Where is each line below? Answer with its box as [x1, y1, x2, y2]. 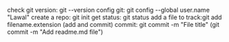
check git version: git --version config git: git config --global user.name [7, 6, 210, 14]
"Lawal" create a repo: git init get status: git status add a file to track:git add [7, 13, 222, 21]
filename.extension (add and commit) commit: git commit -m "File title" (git [7, 21, 219, 28]
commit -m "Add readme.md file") [7, 28, 103, 36]
